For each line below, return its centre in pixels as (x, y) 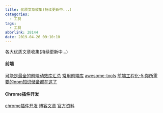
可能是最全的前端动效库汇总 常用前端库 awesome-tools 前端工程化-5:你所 (79, 76)
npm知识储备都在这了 (35, 82)
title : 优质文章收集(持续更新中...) (39, 10)
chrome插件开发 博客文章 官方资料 (40, 106)
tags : (11, 23)
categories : (17, 14)
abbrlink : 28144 (22, 32)
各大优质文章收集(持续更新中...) (37, 52)
